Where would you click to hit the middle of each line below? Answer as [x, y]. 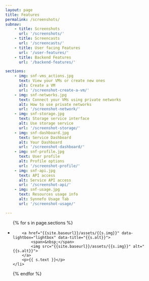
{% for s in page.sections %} [43, 222]
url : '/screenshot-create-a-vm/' [54, 90]
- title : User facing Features [47, 48]
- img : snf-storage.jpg [40, 114]
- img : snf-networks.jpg [41, 95]
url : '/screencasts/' [42, 43]
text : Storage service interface [54, 119]
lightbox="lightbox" [34, 237]
